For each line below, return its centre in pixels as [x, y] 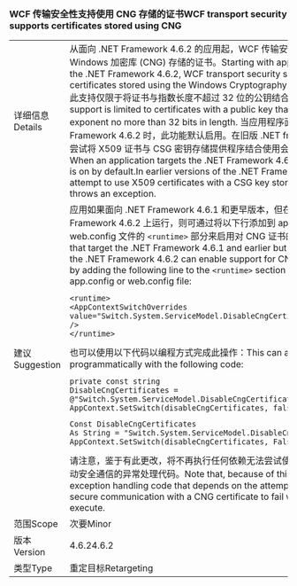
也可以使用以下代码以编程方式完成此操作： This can [176, 353]
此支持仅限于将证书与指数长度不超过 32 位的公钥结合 [179, 98]
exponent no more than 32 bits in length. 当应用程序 [177, 122]
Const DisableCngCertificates [133, 424]
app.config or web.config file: [130, 281]
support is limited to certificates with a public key [171, 110]
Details [28, 128]
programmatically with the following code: [156, 364]
